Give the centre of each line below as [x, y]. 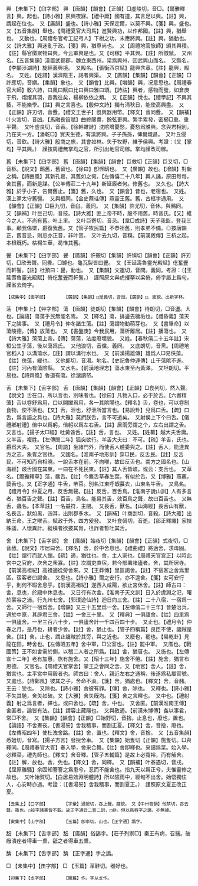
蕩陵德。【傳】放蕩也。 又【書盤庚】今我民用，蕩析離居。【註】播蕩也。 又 [96, 331]
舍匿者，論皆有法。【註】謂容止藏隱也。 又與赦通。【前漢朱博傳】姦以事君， [98, 710]
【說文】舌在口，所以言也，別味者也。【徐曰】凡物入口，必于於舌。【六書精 [96, 395]
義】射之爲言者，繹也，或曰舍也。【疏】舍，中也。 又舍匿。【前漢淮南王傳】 [98, 703]
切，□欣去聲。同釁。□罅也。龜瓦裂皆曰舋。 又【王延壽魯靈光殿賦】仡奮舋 [97, 263]
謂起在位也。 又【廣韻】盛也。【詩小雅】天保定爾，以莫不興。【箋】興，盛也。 [99, 23]
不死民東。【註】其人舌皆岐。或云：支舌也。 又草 [132, 469]
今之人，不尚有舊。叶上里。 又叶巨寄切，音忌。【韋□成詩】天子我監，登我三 [99, 221]
